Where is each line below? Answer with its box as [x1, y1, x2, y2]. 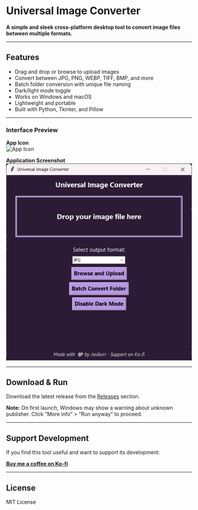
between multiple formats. [6, 29, 72, 37]
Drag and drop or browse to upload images [14, 68, 120, 75]
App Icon [6, 140, 29, 147]
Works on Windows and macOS [14, 93, 92, 100]
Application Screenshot [6, 157, 66, 164]
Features [6, 52, 39, 62]
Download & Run [6, 377, 68, 387]
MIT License [6, 499, 37, 506]
